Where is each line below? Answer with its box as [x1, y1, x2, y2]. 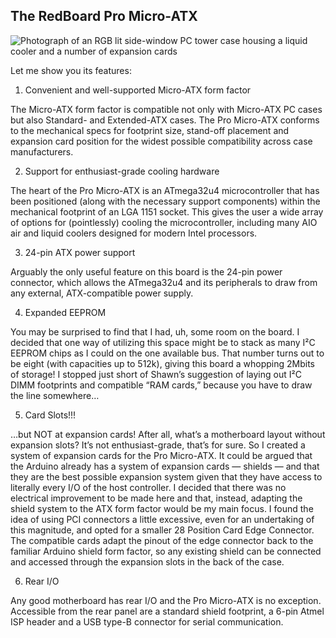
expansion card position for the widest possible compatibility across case [10, 135, 313, 147]
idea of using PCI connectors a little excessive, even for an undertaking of [10, 513, 315, 525]
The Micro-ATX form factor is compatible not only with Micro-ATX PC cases [10, 103, 323, 115]
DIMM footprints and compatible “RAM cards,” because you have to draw [10, 379, 313, 391]
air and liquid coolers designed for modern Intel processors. [10, 227, 258, 239]
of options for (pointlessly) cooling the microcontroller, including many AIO [10, 216, 318, 228]
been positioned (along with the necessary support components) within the [10, 195, 321, 207]
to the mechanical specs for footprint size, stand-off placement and [10, 124, 290, 136]
